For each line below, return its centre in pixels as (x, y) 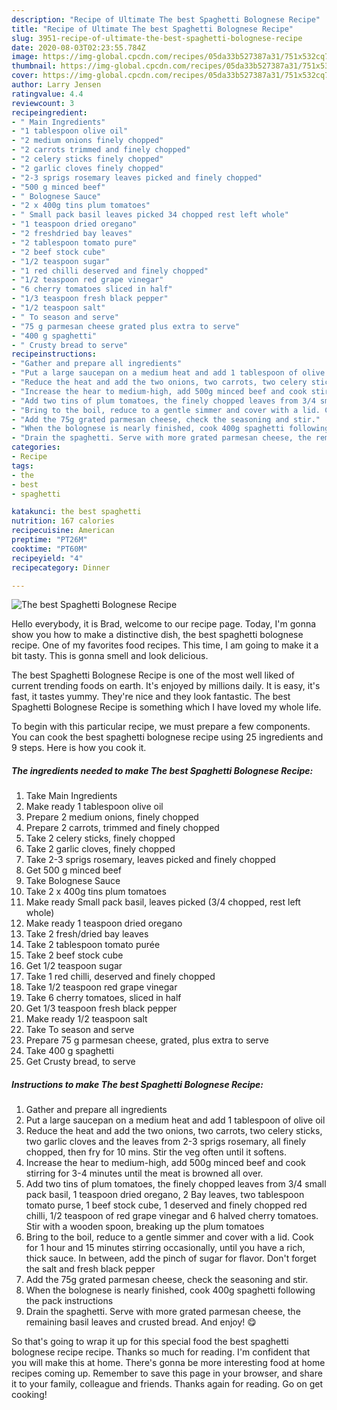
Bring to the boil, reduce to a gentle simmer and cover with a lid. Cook (169, 1237)
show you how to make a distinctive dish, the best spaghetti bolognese (157, 635)
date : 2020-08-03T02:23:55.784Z (78, 47)
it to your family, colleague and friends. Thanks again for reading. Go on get (167, 1384)
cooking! (29, 1395)
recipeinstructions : (54, 354)
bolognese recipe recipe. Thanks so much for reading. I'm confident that (161, 1352)
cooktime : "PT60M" (49, 549)
